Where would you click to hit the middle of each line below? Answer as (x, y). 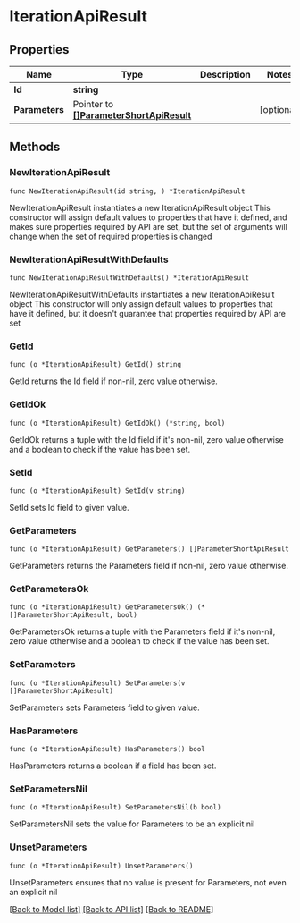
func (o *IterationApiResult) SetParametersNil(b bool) (115, 808)
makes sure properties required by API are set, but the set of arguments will (148, 226)
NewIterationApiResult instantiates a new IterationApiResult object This (140, 207)
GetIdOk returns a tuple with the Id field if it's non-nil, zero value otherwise (146, 439)
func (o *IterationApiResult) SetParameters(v (97, 683)
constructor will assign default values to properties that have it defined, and (148, 217)
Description (225, 75)
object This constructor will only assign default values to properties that (142, 304)
